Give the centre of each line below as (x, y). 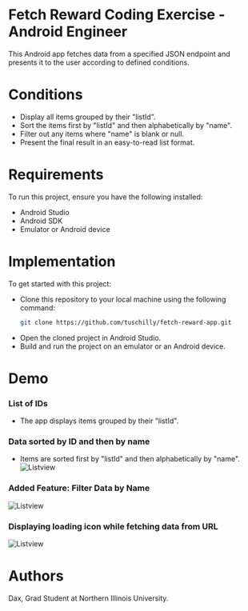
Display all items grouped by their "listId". (88, 117)
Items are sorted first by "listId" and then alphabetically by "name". (130, 459)
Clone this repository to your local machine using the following (123, 299)
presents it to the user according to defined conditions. (99, 62)
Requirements (56, 175)
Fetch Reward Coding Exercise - (117, 15)
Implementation (62, 262)
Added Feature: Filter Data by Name (79, 488)
